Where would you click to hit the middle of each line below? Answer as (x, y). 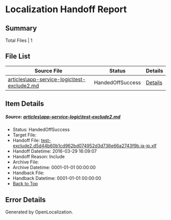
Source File (48, 71)
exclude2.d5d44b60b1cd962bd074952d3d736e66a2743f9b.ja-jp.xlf (84, 146)
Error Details (25, 200)
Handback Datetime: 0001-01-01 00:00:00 (57, 178)
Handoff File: (26, 141)
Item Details (25, 104)
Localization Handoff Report (66, 9)
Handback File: (28, 173)
